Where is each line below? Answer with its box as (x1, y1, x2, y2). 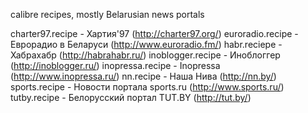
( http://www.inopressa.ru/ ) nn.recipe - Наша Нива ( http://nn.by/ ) (10, 70, 277, 82)
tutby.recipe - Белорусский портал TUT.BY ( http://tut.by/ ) (10, 92, 252, 103)
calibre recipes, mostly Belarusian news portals (10, 9, 205, 20)
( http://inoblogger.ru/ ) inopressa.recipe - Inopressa (10, 60, 221, 71)
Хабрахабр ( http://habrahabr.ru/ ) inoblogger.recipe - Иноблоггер (10, 49, 281, 61)
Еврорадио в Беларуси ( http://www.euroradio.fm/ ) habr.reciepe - (10, 39, 283, 50)
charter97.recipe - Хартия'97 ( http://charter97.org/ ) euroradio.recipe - (10, 28, 299, 39)
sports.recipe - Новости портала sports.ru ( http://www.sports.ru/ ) (10, 81, 285, 93)
